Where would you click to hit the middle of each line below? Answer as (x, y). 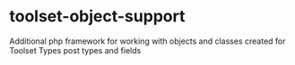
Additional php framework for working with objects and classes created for (147, 41)
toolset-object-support (97, 16)
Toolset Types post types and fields (75, 50)
